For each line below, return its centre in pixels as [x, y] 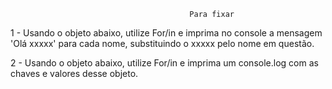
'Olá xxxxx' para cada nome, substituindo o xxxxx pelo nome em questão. [162, 43]
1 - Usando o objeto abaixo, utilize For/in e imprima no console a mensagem [166, 33]
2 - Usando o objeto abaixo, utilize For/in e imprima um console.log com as [164, 63]
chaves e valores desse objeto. [74, 73]
